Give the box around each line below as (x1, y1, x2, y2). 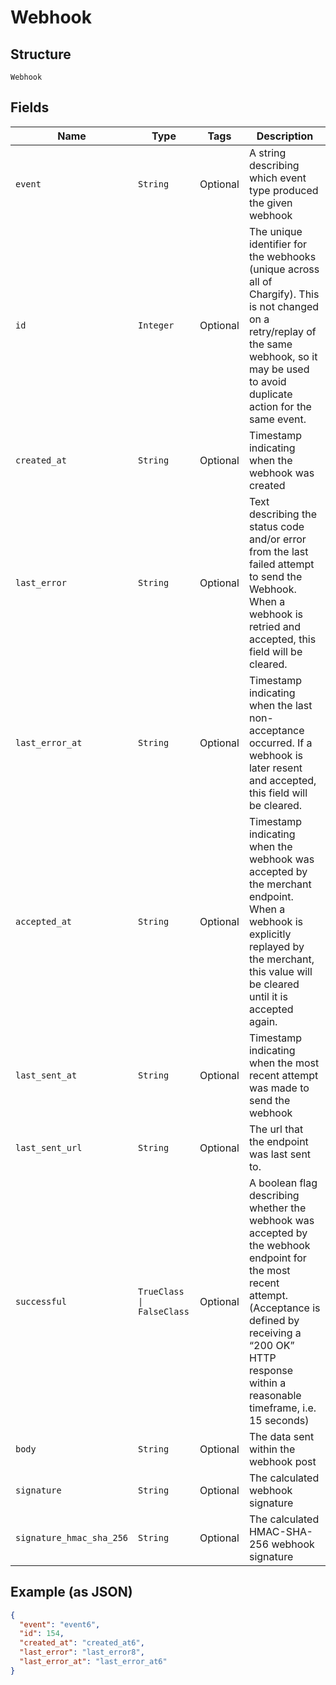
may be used (248, 362, 310, 376)
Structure (10, 46, 72, 63)
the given (248, 196, 293, 210)
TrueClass (138, 1286, 185, 1297)
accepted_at (15, 916, 73, 927)
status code (248, 519, 305, 533)
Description (256, 129, 314, 143)
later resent (248, 761, 303, 775)
